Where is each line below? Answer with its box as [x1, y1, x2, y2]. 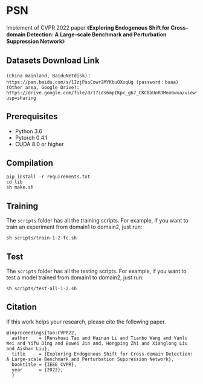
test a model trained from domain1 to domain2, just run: [6, 274, 144, 281]
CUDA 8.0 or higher [14, 140, 65, 148]
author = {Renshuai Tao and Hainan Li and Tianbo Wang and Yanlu [11, 335, 188, 341]
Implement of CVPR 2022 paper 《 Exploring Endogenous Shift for [6, 24, 170, 31]
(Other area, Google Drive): [6, 84, 80, 91]
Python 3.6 [14, 128, 42, 135]
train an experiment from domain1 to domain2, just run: [6, 223, 143, 230]
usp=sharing [6, 95, 36, 101]
